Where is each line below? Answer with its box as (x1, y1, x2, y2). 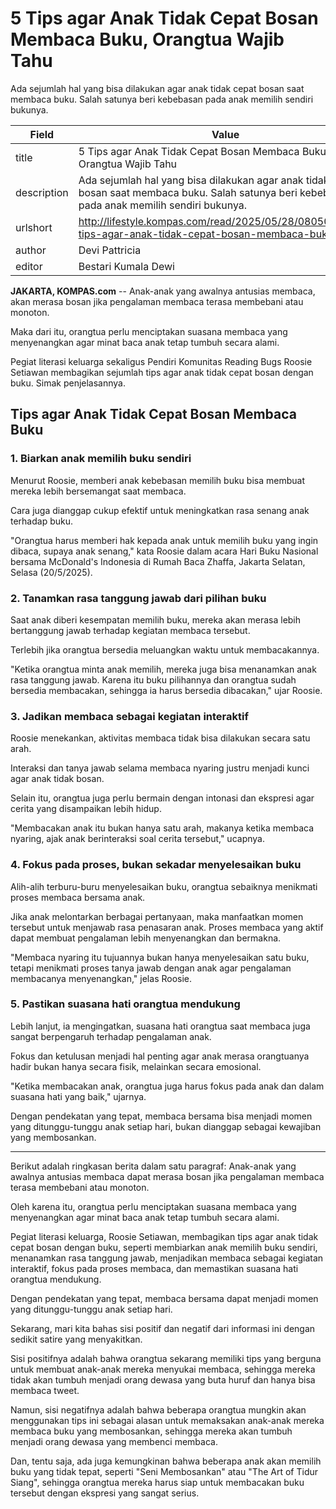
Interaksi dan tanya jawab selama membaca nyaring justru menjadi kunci (10, 762, 310, 774)
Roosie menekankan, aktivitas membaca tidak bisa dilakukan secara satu (10, 732, 311, 744)
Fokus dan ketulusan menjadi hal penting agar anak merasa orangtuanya (10, 1050, 310, 1062)
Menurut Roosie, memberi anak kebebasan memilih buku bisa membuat (10, 474, 305, 486)
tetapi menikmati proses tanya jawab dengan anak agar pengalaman (10, 962, 292, 974)
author (15, 243, 47, 257)
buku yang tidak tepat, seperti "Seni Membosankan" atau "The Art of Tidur (10, 1465, 318, 1477)
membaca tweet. (10, 1384, 80, 1396)
